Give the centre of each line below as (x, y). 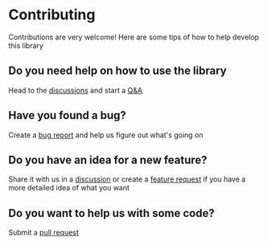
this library (26, 45)
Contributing (52, 15)
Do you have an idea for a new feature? (108, 159)
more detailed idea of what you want (69, 188)
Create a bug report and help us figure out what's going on (106, 135)
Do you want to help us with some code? (111, 213)
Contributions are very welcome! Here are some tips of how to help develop (134, 37)
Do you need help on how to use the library (117, 71)
